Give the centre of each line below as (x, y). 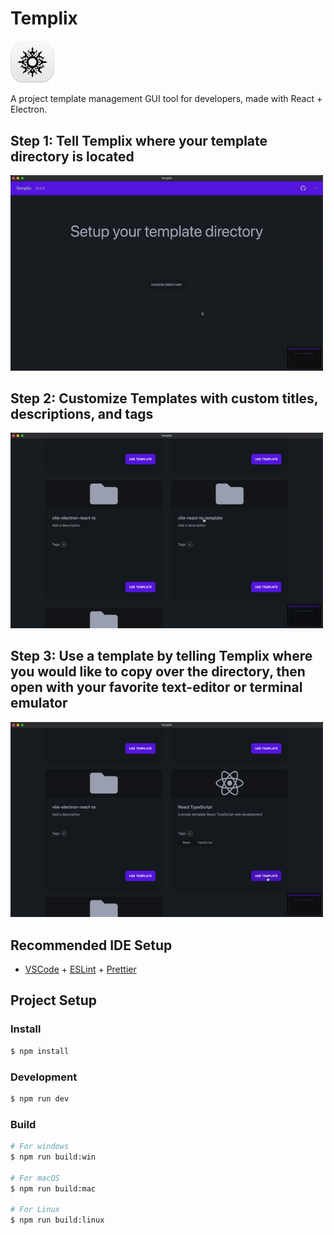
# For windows (40, 1147)
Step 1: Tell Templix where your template (139, 140)
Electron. (29, 109)
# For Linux (35, 1210)
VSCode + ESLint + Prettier (80, 969)
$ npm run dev (40, 1098)
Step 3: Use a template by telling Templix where (161, 656)
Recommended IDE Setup (91, 945)
